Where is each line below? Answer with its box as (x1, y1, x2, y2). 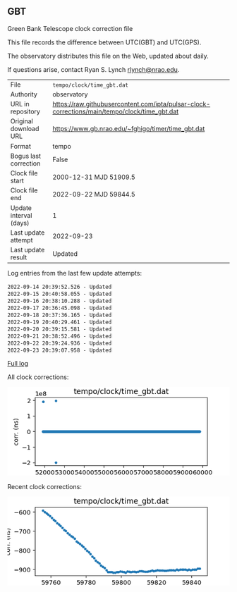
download (10, 125, 39, 133)
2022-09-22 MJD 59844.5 (52, 190, 135, 198)
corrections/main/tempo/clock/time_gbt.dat (52, 107, 179, 116)
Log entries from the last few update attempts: (7, 269, 142, 277)
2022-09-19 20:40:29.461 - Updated (7, 319, 112, 326)
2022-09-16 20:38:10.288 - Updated (7, 297, 112, 304)
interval (10, 211, 32, 219)
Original (10, 117, 34, 125)
